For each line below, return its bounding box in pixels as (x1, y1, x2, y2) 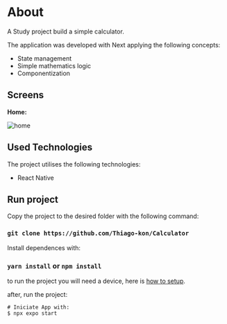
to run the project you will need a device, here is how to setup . (7, 277, 186, 285)
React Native (17, 173, 54, 182)
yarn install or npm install (7, 261, 102, 270)
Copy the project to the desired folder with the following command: (7, 212, 199, 220)
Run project (7, 193, 59, 206)
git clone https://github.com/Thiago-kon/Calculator (7, 229, 190, 238)
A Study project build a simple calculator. (7, 27, 125, 36)
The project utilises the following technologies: (7, 160, 141, 168)
